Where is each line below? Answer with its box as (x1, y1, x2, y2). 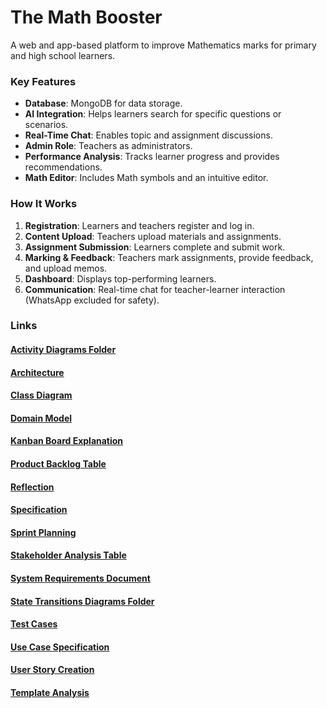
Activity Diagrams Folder (10, 344, 117, 356)
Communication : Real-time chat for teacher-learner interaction (24, 283, 286, 295)
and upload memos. (24, 262, 108, 274)
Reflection (10, 481, 55, 493)
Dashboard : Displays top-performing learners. (24, 272, 217, 285)
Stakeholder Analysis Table (10, 549, 127, 561)
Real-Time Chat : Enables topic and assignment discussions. (24, 129, 273, 141)
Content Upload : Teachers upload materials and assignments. (24, 230, 282, 242)
